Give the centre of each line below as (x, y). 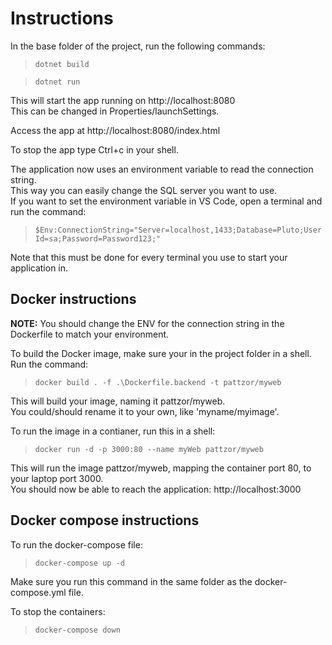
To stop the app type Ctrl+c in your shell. (94, 149)
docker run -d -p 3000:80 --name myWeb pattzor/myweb (149, 449)
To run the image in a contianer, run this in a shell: (113, 431)
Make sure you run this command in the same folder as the (131, 581)
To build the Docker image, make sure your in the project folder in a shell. (161, 353)
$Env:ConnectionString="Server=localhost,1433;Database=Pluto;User (178, 230)
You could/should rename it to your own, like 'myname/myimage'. (145, 411)
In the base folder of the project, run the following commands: (138, 46)
